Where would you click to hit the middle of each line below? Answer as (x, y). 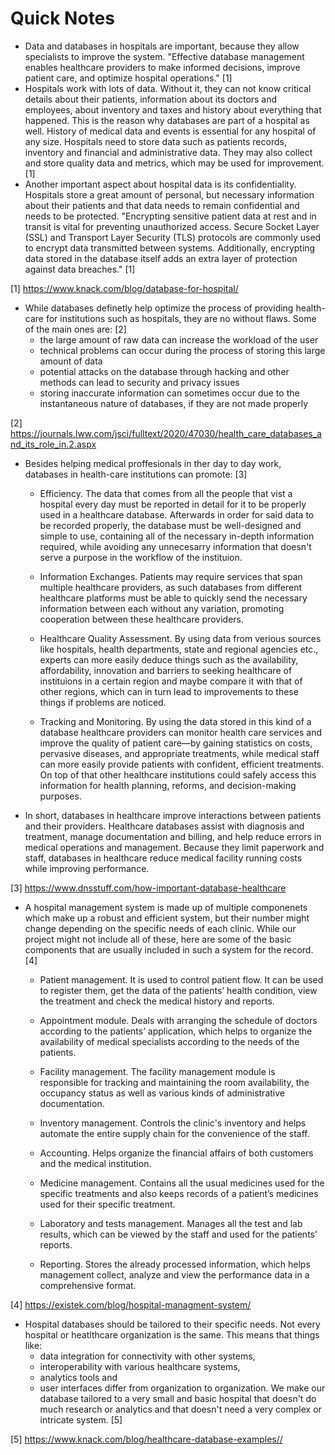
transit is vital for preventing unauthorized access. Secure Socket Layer (172, 226)
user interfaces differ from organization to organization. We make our (182, 1388)
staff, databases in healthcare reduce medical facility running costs (163, 858)
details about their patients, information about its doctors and (151, 99)
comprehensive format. (88, 1285)
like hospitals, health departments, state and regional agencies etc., (179, 649)
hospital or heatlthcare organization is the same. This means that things (172, 1334)
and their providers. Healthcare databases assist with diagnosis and (164, 826)
